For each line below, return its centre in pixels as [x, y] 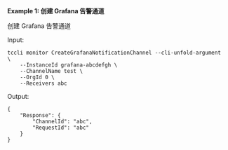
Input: [16, 40]
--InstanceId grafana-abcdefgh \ [69, 65]
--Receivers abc [44, 83]
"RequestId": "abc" [61, 128]
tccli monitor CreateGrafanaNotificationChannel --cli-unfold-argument [114, 53]
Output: [18, 96]
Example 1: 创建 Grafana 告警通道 [56, 11]
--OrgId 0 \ [37, 77]
